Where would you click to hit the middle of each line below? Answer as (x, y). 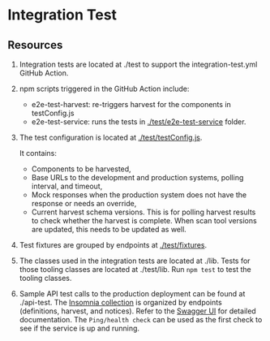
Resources (35, 45)
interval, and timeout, (67, 186)
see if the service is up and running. (79, 328)
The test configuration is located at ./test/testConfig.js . (111, 137)
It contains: (38, 153)
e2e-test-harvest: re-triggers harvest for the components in (131, 104)
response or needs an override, (84, 203)
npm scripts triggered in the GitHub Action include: (104, 88)
